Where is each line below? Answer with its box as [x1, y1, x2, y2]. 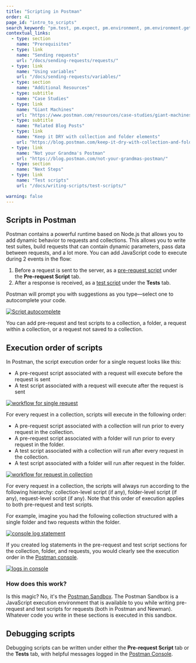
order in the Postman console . [6, 554, 79, 561]
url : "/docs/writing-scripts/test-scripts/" [16, 183, 127, 189]
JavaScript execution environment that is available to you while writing [6, 599, 176, 606]
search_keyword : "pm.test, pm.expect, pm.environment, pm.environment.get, [6, 25, 194, 31]
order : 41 [6, 14, 30, 20]
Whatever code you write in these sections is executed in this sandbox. [6, 611, 177, 618]
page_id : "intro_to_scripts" [6, 19, 77, 25]
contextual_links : [6, 30, 51, 36]
